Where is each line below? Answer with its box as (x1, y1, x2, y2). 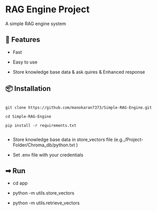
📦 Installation (5, 85, 51, 93)
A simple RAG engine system (5, 20, 66, 27)
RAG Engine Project (5, 4, 90, 15)
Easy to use (12, 59, 37, 65)
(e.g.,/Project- (114, 136, 144, 142)
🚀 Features (5, 35, 40, 44)
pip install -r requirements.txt (5, 123, 77, 128)
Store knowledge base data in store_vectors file (12, 136, 113, 142)
